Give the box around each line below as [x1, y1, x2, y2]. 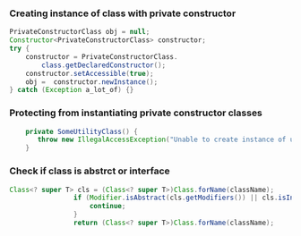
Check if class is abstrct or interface [9, 164, 170, 177]
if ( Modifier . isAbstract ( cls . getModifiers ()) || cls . [73, 193, 279, 203]
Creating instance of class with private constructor [9, 7, 236, 20]
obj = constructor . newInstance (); [25, 77, 159, 87]
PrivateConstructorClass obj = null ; [9, 28, 150, 37]
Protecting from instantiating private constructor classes [9, 106, 262, 119]
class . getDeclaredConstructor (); [41, 61, 167, 70]
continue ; [89, 202, 126, 211]
